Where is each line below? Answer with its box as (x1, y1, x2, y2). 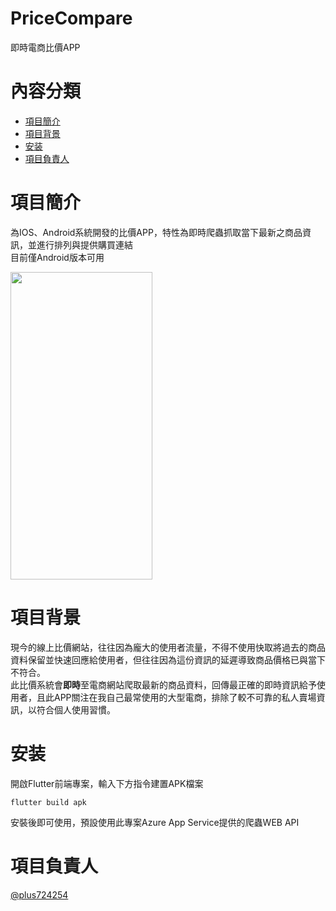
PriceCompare (10, 7, 133, 30)
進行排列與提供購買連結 (36, 238, 133, 251)
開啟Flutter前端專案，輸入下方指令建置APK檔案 (10, 777, 204, 789)
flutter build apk (10, 797, 87, 807)
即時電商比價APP (10, 41, 81, 53)
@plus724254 (10, 888, 69, 901)
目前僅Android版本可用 (10, 251, 105, 263)
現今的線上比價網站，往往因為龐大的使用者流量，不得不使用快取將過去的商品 (10, 641, 326, 653)
